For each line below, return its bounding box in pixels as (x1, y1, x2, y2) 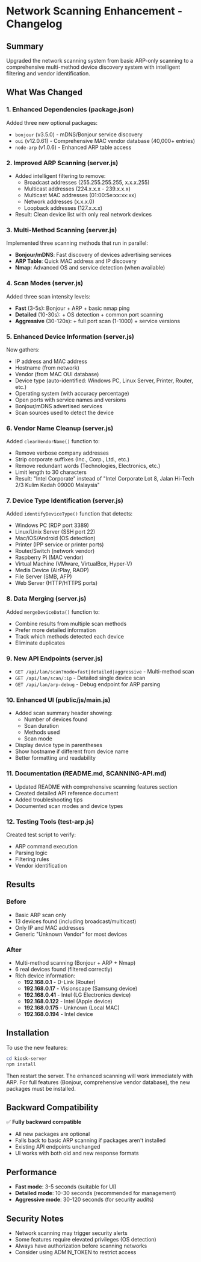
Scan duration (23, 722, 59, 730)
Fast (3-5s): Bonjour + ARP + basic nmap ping (14, 304, 130, 312)
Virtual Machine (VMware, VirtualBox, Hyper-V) (14, 560, 132, 567)
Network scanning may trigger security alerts (14, 1229, 128, 1237)
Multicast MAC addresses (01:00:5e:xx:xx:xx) (23, 191, 137, 198)
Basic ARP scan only (14, 911, 66, 918)
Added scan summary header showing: (14, 710, 113, 717)
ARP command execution (14, 842, 78, 850)
